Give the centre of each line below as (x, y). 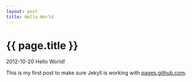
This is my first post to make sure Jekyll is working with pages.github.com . (96, 73)
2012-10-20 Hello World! (36, 62)
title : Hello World (30, 17)
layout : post (22, 11)
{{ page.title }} (42, 46)
